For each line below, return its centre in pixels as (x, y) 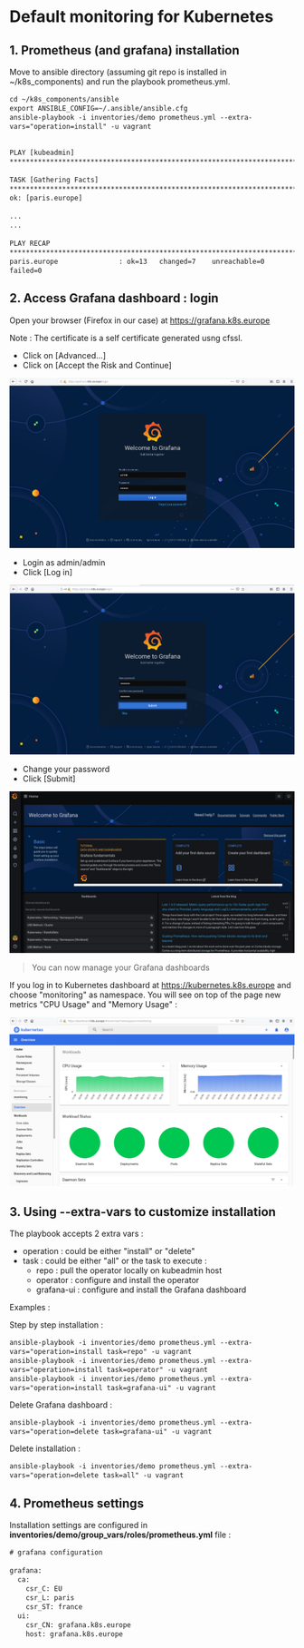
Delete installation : (45, 1448)
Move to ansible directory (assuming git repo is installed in (118, 72)
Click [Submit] (49, 779)
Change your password (66, 770)
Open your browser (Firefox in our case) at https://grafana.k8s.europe (140, 320)
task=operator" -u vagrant (157, 1370)
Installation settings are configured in (78, 1525)
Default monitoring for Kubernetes (142, 17)
